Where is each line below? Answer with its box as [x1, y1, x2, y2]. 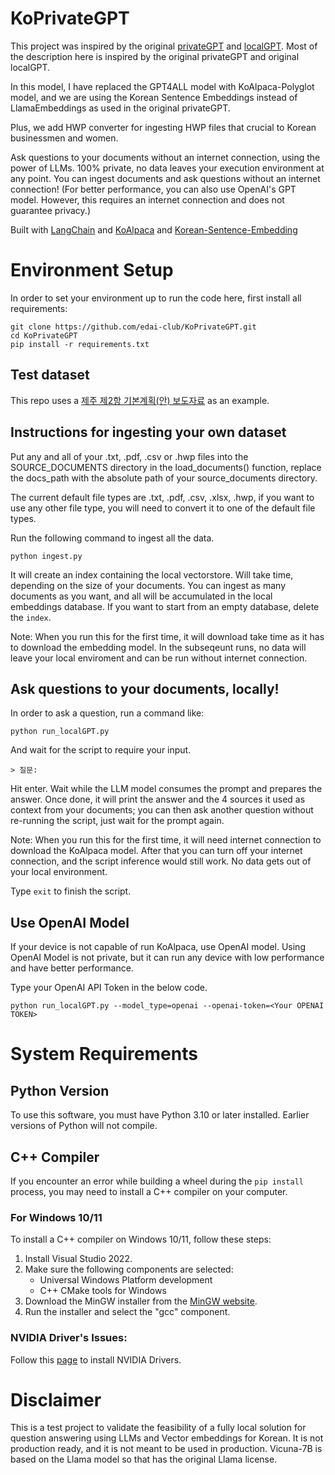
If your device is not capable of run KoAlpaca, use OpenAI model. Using [10, 941, 306, 953]
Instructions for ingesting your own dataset [10, 424, 287, 441]
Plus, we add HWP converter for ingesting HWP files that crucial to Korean [10, 121, 317, 133]
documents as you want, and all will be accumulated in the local [10, 590, 273, 602]
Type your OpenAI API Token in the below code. [10, 982, 208, 994]
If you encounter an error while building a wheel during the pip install [10, 1175, 304, 1187]
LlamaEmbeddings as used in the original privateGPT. [10, 102, 231, 114]
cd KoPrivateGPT [10, 330, 78, 341]
